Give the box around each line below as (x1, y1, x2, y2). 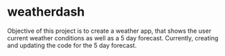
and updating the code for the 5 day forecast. (7, 41, 137, 49)
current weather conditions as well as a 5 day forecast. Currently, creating (7, 33, 219, 42)
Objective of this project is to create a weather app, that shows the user (7, 27, 212, 35)
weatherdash (7, 4, 85, 20)
